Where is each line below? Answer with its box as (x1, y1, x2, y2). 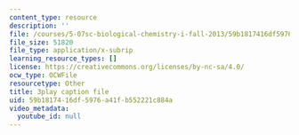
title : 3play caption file (9, 87, 109, 96)
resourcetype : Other (9, 79, 86, 88)
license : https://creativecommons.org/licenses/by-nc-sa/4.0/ (9, 63, 245, 72)
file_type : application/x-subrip (9, 46, 133, 55)
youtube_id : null (17, 112, 82, 121)
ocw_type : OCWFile (9, 71, 77, 80)
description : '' (9, 21, 69, 30)
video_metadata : (9, 104, 69, 113)
